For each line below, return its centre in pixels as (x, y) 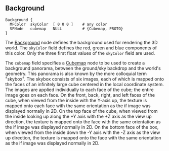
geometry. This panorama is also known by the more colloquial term (76, 73)
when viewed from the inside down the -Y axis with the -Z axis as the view (83, 132)
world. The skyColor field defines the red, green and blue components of (81, 48)
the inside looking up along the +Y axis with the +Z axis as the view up (78, 116)
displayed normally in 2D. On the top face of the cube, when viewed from (81, 111)
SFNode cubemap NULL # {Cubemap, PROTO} (67, 29)
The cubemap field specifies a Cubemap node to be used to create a (75, 63)
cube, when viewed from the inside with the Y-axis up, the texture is (76, 100)
